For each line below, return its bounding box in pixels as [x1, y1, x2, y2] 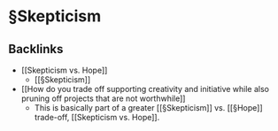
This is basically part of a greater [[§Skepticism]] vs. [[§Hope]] [34, 103, 263, 112]
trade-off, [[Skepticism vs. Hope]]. [34, 112, 160, 122]
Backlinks [8, 42, 64, 57]
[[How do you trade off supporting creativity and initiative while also [20, 84, 269, 94]
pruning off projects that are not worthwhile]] [20, 93, 186, 104]
